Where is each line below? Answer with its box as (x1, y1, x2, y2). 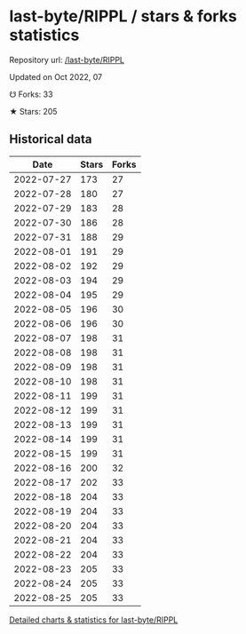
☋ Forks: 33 (9, 89, 53, 99)
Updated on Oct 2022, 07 (9, 71, 103, 82)
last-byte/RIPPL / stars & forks (9, 6, 237, 27)
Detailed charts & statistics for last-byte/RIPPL (9, 614, 179, 625)
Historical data (9, 131, 92, 147)
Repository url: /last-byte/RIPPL (9, 54, 125, 65)
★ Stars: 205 (9, 106, 58, 116)
